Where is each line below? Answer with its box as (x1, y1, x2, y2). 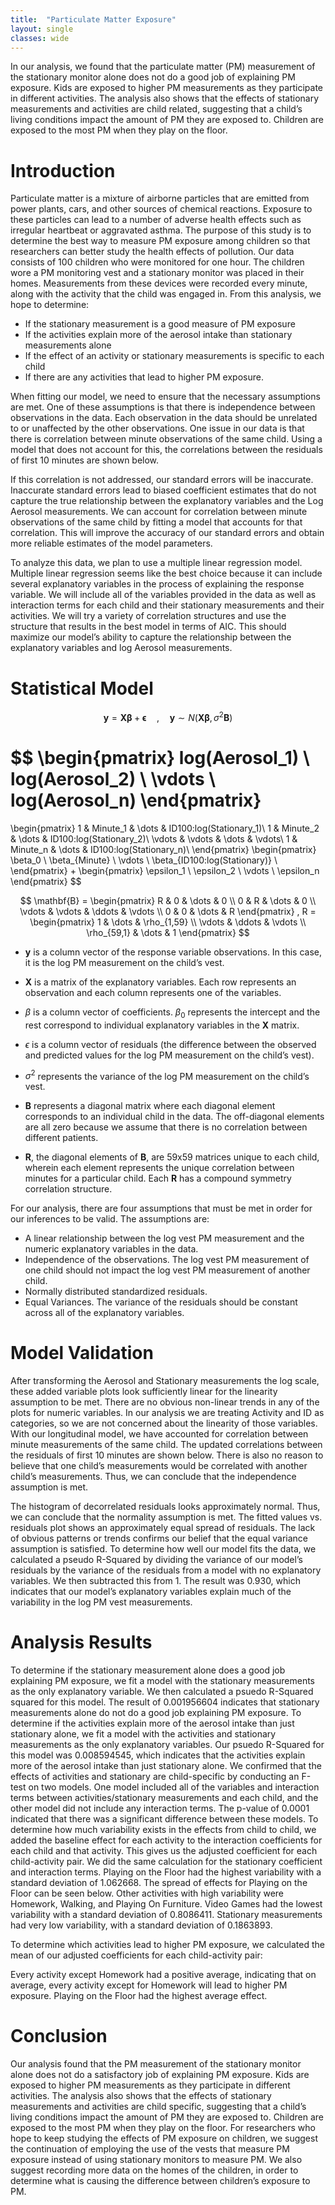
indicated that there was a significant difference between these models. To (10, 1813, 319, 1825)
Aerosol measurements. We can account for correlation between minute (10, 506, 308, 518)
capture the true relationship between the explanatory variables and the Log (10, 495, 324, 507)
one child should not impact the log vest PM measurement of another (24, 1264, 311, 1276)
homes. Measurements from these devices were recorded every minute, (10, 277, 308, 290)
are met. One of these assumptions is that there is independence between (10, 401, 316, 413)
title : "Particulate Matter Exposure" (10, 14, 177, 25)
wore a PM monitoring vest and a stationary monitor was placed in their (10, 267, 305, 279)
